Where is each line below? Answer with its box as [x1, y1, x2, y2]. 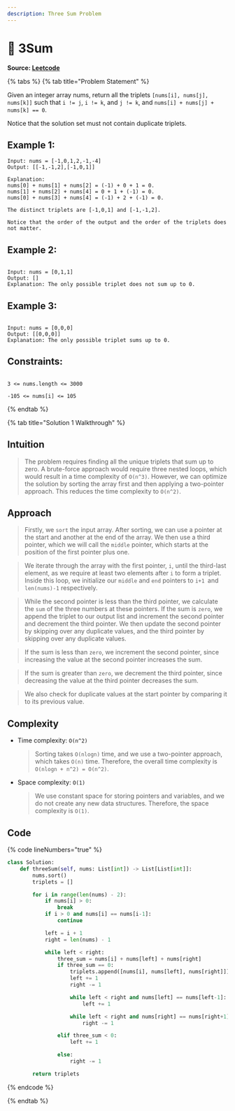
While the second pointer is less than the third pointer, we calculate [24, 597, 218, 605]
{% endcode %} [7, 1083, 54, 1091]
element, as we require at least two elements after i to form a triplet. [24, 569, 222, 578]
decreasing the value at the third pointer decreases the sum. [24, 676, 199, 685]
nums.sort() [32, 872, 68, 879]
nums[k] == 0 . [7, 106, 47, 114]
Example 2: [7, 244, 57, 256]
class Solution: [7, 859, 55, 866]
